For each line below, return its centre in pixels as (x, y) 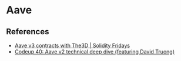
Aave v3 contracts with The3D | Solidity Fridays (72, 45)
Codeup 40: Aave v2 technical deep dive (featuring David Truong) (95, 52)
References (28, 32)
